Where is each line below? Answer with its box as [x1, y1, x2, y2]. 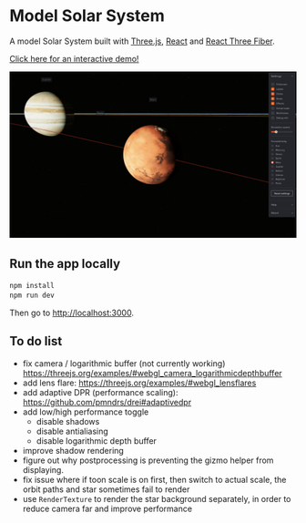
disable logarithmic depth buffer [36, 435, 158, 446]
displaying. [22, 464, 64, 475]
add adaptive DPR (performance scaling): [22, 386, 178, 397]
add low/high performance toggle [22, 406, 149, 417]
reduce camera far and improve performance [22, 503, 193, 514]
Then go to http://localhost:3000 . [9, 307, 135, 318]
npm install [9, 282, 55, 291]
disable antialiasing [36, 426, 109, 436]
